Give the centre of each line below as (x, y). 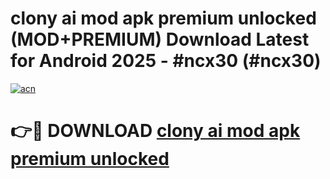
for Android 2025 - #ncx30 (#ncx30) (166, 61)
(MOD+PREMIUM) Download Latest (160, 39)
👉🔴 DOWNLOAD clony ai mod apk (155, 131)
